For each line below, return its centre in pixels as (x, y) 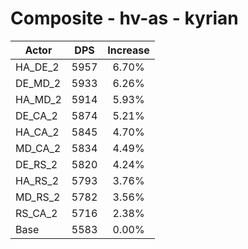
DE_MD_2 (38, 83)
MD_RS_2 (38, 197)
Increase (128, 50)
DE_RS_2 (36, 164)
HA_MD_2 (38, 99)
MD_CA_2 (38, 148)
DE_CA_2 (36, 115)
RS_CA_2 (36, 213)
